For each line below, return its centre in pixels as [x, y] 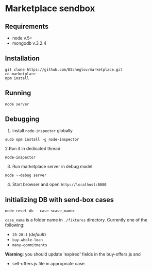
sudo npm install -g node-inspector [42, 140]
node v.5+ [22, 38]
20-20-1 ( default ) [29, 235]
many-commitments [30, 245]
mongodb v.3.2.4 [29, 43]
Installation [22, 59]
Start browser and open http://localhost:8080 [59, 185]
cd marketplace [20, 74]
